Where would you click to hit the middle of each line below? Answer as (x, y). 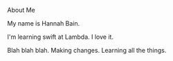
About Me (21, 10)
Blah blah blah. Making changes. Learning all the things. (87, 50)
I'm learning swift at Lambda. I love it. (61, 37)
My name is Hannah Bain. (44, 23)
